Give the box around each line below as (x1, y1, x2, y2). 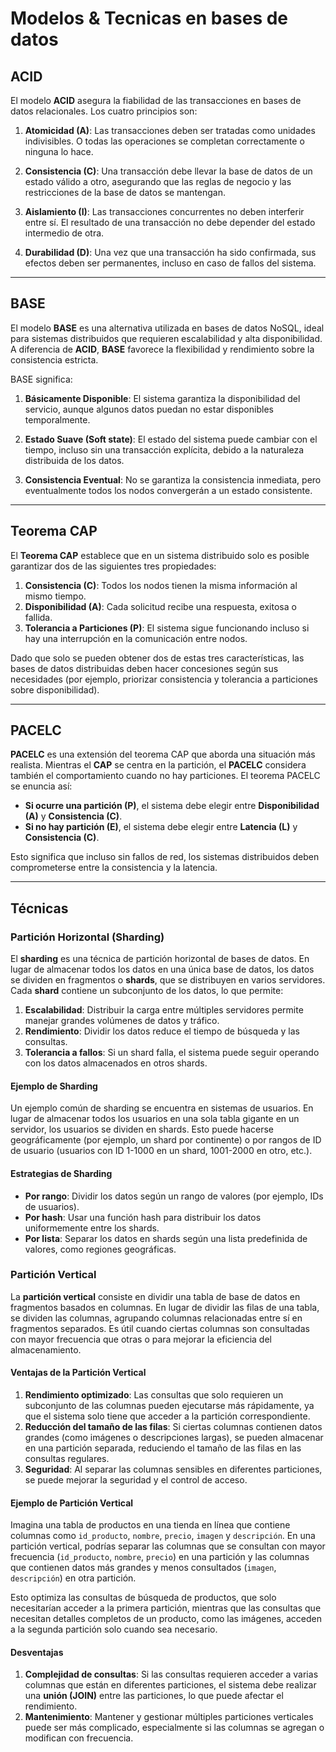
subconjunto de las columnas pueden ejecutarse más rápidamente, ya (24, 1400, 315, 1412)
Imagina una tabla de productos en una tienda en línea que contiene (10, 1519, 291, 1531)
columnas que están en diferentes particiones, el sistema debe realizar (24, 1679, 317, 1691)
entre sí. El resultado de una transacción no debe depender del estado (24, 217, 316, 228)
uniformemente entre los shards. (24, 1222, 160, 1234)
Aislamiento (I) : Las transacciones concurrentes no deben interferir (24, 206, 305, 217)
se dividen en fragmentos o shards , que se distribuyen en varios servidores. (10, 974, 326, 986)
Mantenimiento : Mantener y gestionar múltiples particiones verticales (24, 1711, 314, 1723)
